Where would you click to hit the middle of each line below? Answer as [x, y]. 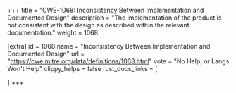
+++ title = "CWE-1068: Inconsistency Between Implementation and [106, 10]
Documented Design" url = [46, 54]
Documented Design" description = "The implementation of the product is [114, 18]
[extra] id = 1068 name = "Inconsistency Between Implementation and [109, 46]
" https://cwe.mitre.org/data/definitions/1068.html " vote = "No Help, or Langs [118, 61]
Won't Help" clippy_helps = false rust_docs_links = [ [82, 69]
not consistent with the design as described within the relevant [98, 25]
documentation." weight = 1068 [53, 32]
